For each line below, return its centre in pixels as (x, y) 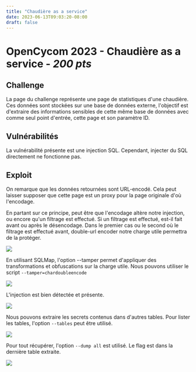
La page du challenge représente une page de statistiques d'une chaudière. (97, 99)
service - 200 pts (49, 63)
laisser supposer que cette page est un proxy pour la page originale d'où (94, 195)
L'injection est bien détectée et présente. (55, 295)
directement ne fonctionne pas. (44, 157)
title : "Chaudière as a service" (47, 11)
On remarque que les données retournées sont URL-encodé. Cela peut (91, 189)
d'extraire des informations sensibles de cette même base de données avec (97, 112)
